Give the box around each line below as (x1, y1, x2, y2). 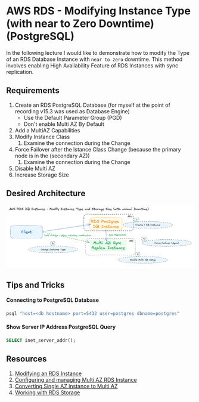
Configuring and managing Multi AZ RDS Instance (14, 376, 137, 383)
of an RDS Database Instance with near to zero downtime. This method (6, 55, 183, 63)
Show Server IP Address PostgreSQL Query (6, 323, 116, 330)
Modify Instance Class (14, 133, 70, 140)
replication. (6, 68, 34, 75)
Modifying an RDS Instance (14, 370, 82, 377)
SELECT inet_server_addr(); (6, 338, 76, 344)
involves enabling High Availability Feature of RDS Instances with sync (6, 61, 179, 69)
